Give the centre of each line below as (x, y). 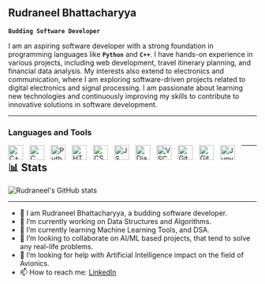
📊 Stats (28, 168)
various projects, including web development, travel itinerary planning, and (129, 62)
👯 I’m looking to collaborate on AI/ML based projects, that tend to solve (135, 238)
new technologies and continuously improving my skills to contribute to (124, 96)
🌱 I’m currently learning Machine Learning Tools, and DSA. (115, 230)
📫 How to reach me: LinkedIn (68, 272)
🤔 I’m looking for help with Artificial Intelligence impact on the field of (132, 255)
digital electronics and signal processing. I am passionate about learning (125, 88)
